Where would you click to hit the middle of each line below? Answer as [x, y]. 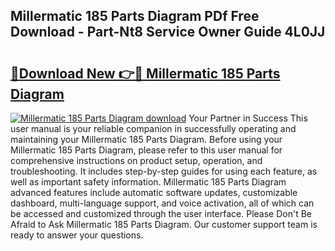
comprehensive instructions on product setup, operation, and [136, 160]
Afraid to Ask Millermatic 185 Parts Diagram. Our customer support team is [164, 224]
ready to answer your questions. [77, 235]
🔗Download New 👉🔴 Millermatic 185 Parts [145, 73]
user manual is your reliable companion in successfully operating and [153, 128]
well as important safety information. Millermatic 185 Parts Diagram [148, 182]
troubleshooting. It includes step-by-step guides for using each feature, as [164, 171]
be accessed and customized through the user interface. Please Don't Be [161, 213]
